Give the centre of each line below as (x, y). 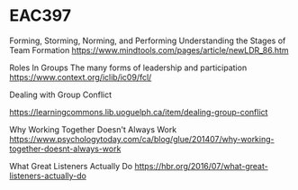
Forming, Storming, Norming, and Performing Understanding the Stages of (148, 41)
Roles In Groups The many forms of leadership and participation (128, 68)
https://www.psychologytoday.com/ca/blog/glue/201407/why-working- (142, 139)
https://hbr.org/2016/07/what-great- (201, 166)
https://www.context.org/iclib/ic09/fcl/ (81, 77)
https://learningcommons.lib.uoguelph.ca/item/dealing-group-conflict (139, 112)
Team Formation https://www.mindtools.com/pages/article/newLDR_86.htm (149, 50)
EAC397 (41, 16)
